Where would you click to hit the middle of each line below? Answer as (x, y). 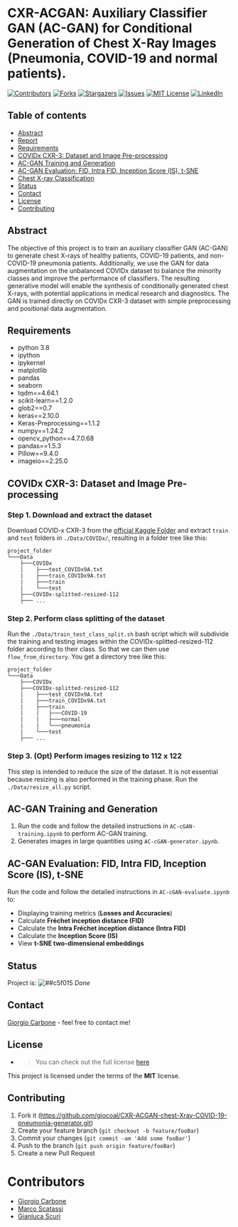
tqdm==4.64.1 (38, 393)
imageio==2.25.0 (43, 461)
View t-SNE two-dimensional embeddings (81, 943)
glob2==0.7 (35, 408)
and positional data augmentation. (57, 308)
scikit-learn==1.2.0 (45, 400)
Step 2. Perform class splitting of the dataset (86, 618)
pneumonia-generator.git (54, 1122)
